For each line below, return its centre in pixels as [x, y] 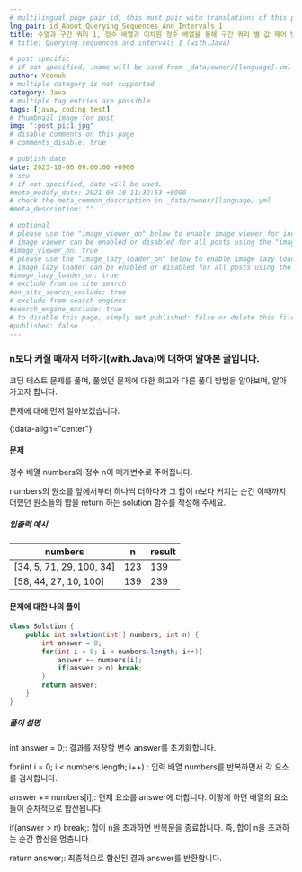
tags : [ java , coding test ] [60, 109]
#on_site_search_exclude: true [68, 292]
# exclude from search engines [68, 301]
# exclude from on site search [68, 284]
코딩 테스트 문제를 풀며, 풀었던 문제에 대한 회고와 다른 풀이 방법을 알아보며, [140, 380]
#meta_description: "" [52, 209]
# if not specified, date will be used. [86, 184]
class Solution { [42, 626]
